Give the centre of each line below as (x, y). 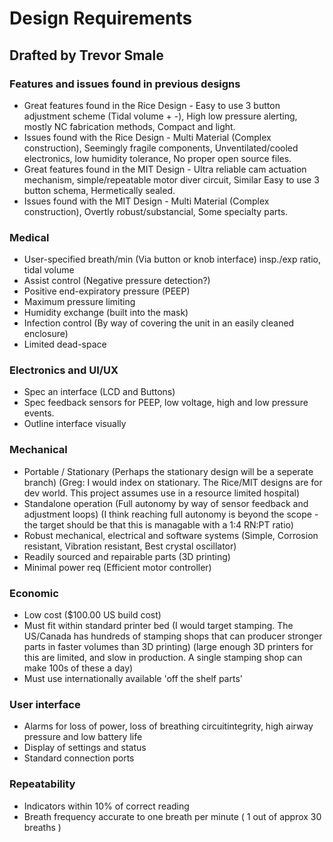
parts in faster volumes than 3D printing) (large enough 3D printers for (168, 647)
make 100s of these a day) (78, 668)
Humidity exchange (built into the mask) (106, 313)
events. (39, 413)
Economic (34, 593)
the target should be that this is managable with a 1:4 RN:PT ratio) (158, 524)
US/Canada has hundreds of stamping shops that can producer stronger (173, 636)
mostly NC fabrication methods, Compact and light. (129, 126)
